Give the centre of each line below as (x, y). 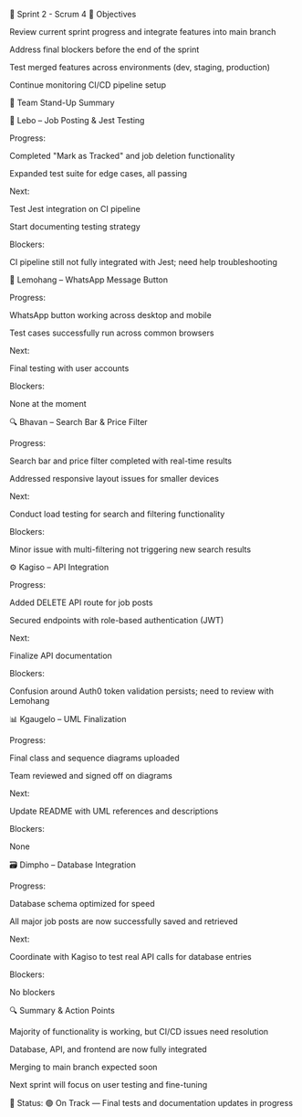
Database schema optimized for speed (82, 904)
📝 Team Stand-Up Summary (62, 102)
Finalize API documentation (61, 655)
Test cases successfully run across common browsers (112, 333)
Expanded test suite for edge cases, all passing (99, 173)
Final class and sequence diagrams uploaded (94, 758)
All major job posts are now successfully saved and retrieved (124, 921)
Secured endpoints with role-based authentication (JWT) (117, 620)
